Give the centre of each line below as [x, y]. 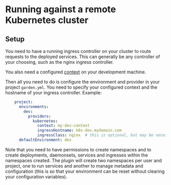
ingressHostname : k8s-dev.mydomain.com [80, 130]
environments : [34, 107]
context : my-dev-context [64, 126]
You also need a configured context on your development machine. [76, 72]
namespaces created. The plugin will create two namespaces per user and [83, 160]
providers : [39, 116]
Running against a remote [61, 9]
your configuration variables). [36, 176]
